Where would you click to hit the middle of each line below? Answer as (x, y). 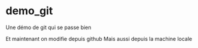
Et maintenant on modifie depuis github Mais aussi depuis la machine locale (99, 39)
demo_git (29, 11)
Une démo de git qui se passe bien (48, 27)
